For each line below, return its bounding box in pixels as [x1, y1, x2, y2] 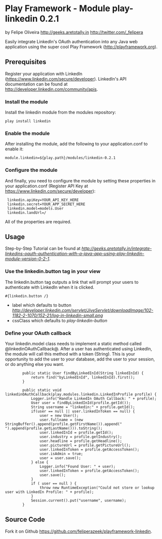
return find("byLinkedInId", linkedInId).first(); [30, 375, 135, 380]
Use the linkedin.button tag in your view [5, 268, 101, 275]
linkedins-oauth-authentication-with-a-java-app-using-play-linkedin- [5, 251, 145, 257]
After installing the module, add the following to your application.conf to [5, 141, 148, 147]
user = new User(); [39, 413, 79, 418]
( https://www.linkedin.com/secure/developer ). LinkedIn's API [5, 76, 127, 82]
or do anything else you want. [5, 361, 64, 367]
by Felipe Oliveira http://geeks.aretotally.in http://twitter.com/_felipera [5, 29, 144, 35]
